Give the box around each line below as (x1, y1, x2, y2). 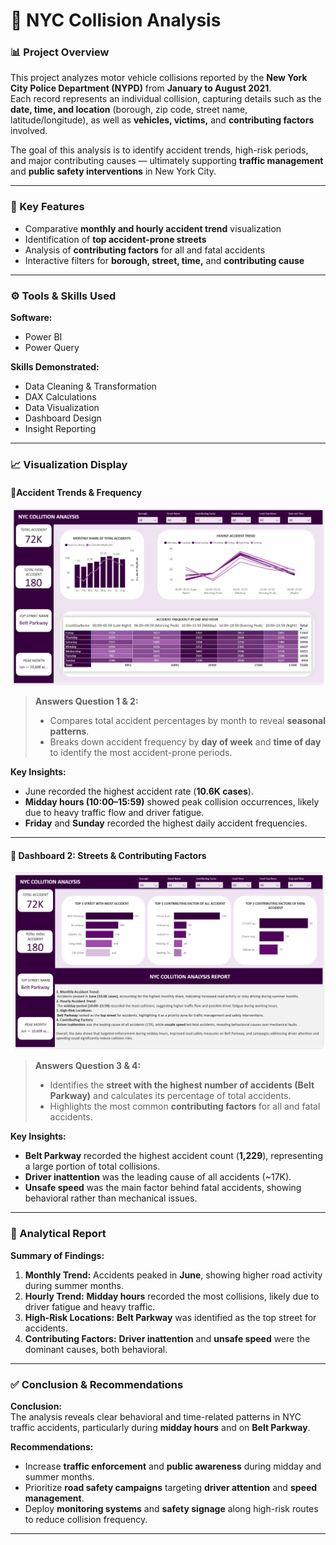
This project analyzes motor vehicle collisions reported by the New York (10, 72, 308, 84)
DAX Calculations (24, 391, 97, 403)
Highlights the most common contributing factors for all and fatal (49, 1100, 321, 1113)
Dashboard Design (24, 412, 102, 424)
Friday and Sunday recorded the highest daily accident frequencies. (24, 817, 308, 829)
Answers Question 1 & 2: (34, 695, 139, 708)
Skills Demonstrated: (10, 361, 100, 373)
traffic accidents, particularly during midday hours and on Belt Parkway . (10, 1422, 311, 1433)
